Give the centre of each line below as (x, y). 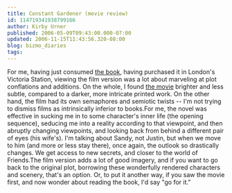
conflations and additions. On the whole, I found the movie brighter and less (115, 86)
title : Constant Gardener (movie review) (68, 13)
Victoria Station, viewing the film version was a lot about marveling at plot (112, 79)
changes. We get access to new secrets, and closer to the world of (103, 152)
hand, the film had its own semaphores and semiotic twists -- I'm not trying (114, 101)
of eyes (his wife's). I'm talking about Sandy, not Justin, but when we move (114, 138)
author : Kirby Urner (37, 26)
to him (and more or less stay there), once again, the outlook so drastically (113, 145)
